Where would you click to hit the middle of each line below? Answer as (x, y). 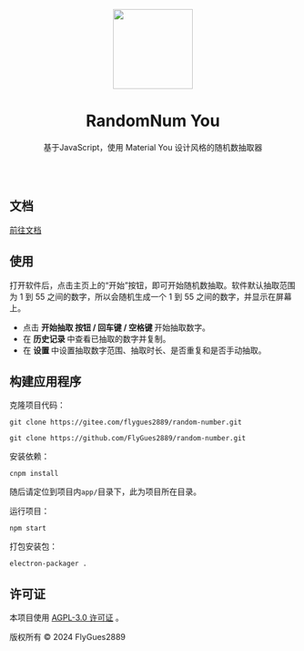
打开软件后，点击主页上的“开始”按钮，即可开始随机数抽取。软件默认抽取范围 (152, 285)
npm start (28, 529)
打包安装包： (33, 546)
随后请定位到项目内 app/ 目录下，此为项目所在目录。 (106, 491)
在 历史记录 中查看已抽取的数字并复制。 (96, 338)
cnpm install (34, 474)
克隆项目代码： (37, 405)
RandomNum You (153, 121)
